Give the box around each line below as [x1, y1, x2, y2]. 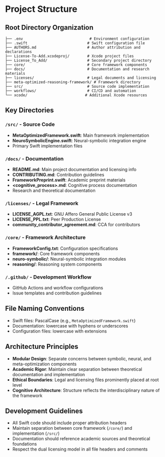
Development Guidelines [5, 406, 83, 415]
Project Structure [5, 3, 78, 15]
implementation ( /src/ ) [12, 430, 60, 437]
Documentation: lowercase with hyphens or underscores [12, 323, 128, 329]
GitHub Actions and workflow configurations [12, 285, 103, 290]
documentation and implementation [12, 371, 85, 377]
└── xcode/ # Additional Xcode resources [5, 93, 148, 98]
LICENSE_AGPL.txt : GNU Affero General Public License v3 [12, 211, 132, 217]
